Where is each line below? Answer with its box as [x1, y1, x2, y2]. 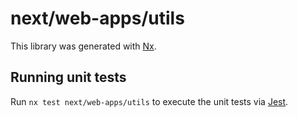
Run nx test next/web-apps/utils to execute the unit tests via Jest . [10, 95, 289, 107]
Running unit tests [10, 69, 127, 86]
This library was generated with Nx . [10, 40, 157, 52]
